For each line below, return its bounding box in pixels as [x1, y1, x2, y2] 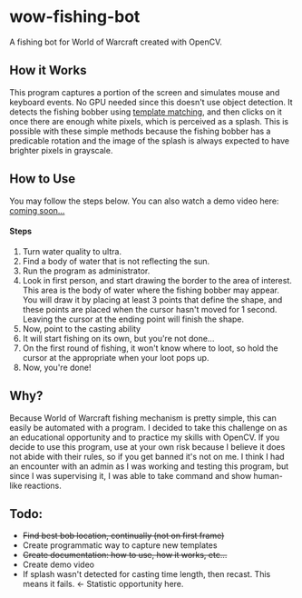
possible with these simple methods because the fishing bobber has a [9, 125, 271, 136]
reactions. [24, 480, 62, 491]
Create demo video [22, 559, 95, 570]
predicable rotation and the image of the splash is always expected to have [9, 135, 290, 146]
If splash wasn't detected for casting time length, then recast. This [22, 569, 271, 580]
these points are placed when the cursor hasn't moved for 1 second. [22, 304, 278, 314]
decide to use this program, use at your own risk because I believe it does [9, 441, 286, 452]
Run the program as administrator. [22, 265, 151, 276]
